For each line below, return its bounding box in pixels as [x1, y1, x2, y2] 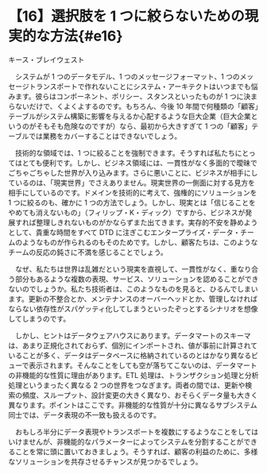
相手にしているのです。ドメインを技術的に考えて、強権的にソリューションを [8, 187, 257, 197]
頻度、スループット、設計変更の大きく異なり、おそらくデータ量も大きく [21, 390, 258, 399]
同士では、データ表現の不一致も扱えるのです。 [8, 410, 161, 419]
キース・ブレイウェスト [8, 55, 85, 64]
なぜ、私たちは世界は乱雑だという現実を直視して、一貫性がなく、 [14, 264, 230, 274]
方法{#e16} [50, 27, 123, 45]
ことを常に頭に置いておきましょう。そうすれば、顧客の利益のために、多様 [14, 446, 258, 457]
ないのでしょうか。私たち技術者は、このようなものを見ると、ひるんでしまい [8, 283, 258, 294]
